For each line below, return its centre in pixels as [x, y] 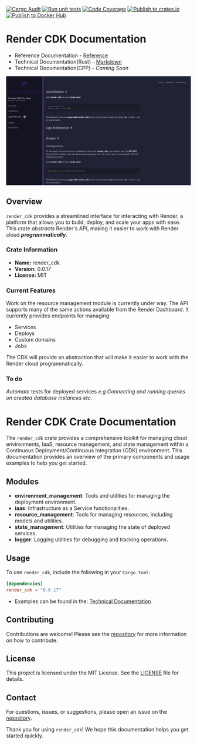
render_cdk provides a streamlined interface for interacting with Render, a [95, 216]
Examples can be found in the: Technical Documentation [83, 601]
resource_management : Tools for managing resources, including [94, 515]
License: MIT [31, 275]
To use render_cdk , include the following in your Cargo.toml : [78, 572]
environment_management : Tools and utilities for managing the [92, 496]
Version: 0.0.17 [33, 269]
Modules [23, 481]
